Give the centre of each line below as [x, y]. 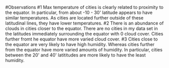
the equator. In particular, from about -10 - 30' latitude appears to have [79, 12]
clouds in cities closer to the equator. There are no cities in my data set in [81, 28]
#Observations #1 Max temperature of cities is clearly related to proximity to [84, 7]
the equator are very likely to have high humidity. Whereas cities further [80, 44]
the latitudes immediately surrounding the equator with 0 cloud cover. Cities [84, 34]
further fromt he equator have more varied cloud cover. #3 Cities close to [81, 39]
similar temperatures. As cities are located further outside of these [74, 18]
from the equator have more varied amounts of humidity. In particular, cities [84, 50]
